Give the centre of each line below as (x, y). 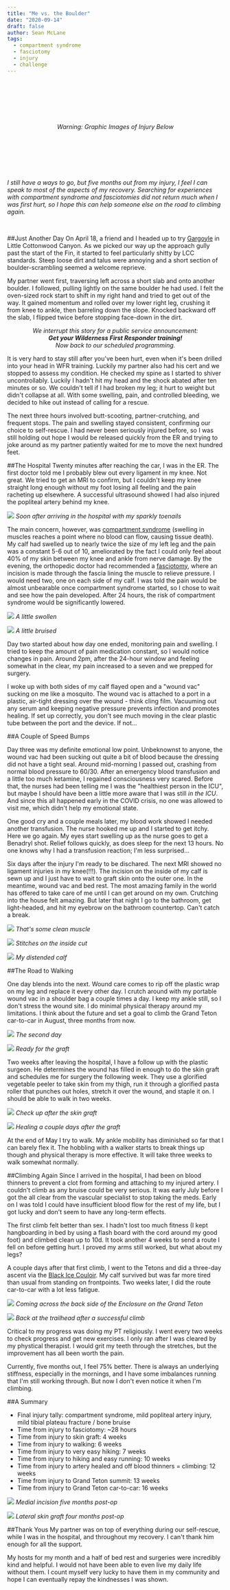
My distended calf (41, 957)
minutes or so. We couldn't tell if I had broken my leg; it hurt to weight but (111, 387)
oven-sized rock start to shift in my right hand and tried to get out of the (109, 295)
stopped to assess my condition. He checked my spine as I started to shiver (114, 373)
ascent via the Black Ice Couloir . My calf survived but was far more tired (109, 1275)
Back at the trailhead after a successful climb (80, 1318)
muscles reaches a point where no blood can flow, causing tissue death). (111, 536)
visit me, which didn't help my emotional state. (73, 808)
